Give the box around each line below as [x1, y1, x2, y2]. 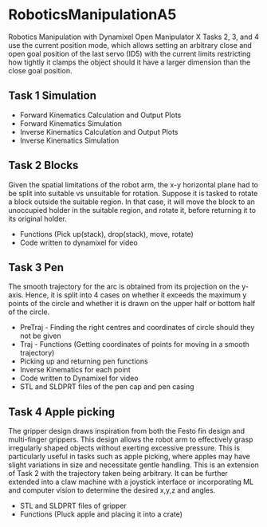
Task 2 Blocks [8, 159, 79, 172]
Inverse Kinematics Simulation [19, 136, 120, 145]
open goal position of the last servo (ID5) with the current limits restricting [8, 49, 251, 58]
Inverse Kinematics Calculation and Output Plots [19, 127, 179, 136]
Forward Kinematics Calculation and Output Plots [19, 110, 182, 120]
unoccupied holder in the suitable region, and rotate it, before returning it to [8, 205, 257, 214]
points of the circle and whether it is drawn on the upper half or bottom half [8, 299, 256, 309]
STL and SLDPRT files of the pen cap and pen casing [19, 382, 194, 391]
